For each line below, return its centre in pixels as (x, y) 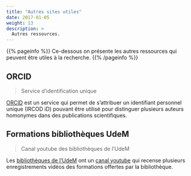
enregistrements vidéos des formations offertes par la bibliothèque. (89, 166)
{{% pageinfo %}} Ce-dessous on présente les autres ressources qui (92, 51)
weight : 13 (20, 23)
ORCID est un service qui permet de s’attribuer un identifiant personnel (94, 102)
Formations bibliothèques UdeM (68, 134)
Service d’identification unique (59, 91)
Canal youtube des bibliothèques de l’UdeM (75, 148)
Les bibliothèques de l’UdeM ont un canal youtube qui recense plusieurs (96, 160)
